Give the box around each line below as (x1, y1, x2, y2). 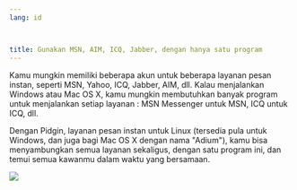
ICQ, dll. (9, 108, 39, 118)
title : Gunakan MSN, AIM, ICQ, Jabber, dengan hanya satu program (9, 45, 263, 54)
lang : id (9, 13, 42, 22)
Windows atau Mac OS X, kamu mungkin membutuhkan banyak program (9, 89, 278, 99)
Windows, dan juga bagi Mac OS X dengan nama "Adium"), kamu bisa (9, 134, 267, 145)
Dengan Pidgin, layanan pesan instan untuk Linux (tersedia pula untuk (9, 125, 267, 135)
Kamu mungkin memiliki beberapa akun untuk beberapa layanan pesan (9, 69, 272, 81)
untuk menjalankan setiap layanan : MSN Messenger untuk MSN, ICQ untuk (9, 98, 289, 108)
